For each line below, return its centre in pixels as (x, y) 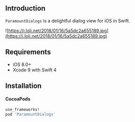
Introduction (25, 8)
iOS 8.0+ (22, 64)
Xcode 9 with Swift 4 (35, 70)
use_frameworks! (22, 110)
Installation (23, 86)
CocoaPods (18, 99)
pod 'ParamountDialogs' (31, 114)
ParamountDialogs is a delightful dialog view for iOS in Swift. (68, 20)
